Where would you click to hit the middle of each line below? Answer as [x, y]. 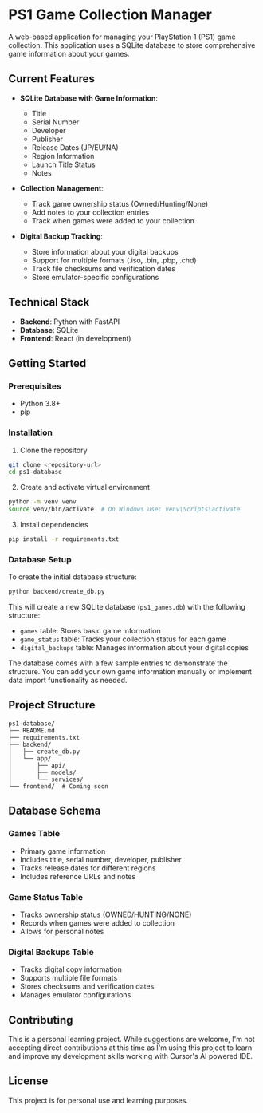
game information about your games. [69, 53]
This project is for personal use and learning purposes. [98, 1100]
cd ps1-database [35, 472]
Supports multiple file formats [69, 978]
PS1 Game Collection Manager [110, 15]
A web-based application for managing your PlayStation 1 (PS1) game [122, 37]
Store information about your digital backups [105, 251]
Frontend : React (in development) [75, 338]
